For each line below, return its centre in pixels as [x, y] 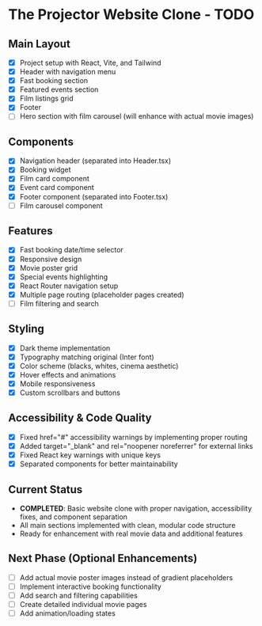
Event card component [57, 188]
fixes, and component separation [74, 517]
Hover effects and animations [68, 374]
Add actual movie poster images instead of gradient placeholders [126, 577]
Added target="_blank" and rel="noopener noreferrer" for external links [136, 446]
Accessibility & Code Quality [80, 418]
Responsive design [51, 259]
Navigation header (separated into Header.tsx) [95, 161]
